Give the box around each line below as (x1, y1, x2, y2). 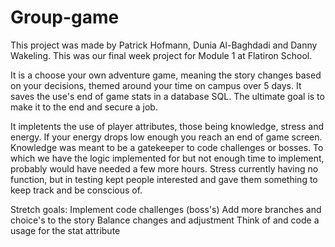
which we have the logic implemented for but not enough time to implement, (10, 152, 325, 164)
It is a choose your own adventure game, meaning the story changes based (10, 69, 322, 81)
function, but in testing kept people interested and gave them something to (10, 173, 318, 185)
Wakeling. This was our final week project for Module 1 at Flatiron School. (10, 49, 313, 61)
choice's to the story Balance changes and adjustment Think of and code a (10, 214, 320, 226)
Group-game (10, 6, 120, 29)
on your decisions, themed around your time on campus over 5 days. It (10, 79, 302, 91)
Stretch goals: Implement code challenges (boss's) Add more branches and (10, 203, 322, 215)
